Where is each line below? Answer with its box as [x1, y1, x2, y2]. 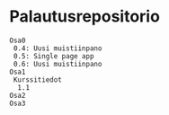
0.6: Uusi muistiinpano [13, 59, 102, 68]
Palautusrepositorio [9, 6, 160, 27]
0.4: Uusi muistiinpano [13, 43, 102, 53]
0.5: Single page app [13, 51, 94, 60]
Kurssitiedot [13, 75, 63, 84]
